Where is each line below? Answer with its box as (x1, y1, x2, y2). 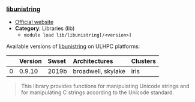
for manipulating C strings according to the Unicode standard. (20, 89, 175, 96)
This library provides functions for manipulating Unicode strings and (20, 83, 190, 90)
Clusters (131, 57, 157, 65)
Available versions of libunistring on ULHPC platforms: (6, 43, 140, 50)
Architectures (73, 57, 113, 65)
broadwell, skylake (73, 67, 126, 76)
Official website (14, 19, 54, 26)
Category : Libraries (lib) (14, 25, 75, 32)
